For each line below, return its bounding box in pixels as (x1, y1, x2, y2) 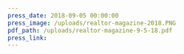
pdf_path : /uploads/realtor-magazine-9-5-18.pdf (7, 26, 173, 34)
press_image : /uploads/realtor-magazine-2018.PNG (7, 19, 177, 27)
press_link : (7, 33, 47, 42)
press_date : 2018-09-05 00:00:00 (7, 11, 119, 20)
